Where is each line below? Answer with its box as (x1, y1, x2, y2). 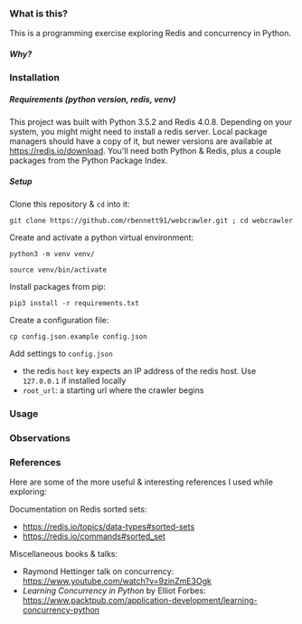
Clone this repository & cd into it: (9, 198, 130, 210)
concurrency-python (22, 605, 100, 616)
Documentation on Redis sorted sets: (9, 504, 147, 514)
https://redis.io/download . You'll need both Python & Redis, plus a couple (9, 146, 282, 157)
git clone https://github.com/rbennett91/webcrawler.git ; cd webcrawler (9, 216, 294, 226)
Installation (9, 72, 61, 84)
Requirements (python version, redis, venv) (9, 93, 176, 104)
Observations (9, 432, 71, 445)
